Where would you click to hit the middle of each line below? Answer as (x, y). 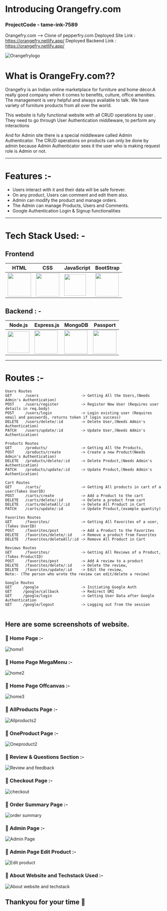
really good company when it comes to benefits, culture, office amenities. (81, 95)
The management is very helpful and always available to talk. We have (77, 100)
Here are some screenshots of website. (67, 624)
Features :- (28, 176)
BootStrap (107, 268)
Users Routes (19, 392)
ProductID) (32, 557)
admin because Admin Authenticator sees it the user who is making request (83, 146)
